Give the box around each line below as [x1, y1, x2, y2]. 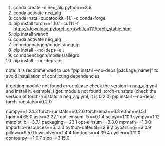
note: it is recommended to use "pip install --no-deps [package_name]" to [6, 67, 159, 74]
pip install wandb [13, 31, 49, 37]
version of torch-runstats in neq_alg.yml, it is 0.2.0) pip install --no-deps [6, 93, 155, 99]
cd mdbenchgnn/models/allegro [13, 52, 80, 58]
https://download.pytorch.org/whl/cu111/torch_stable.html [13, 26, 132, 32]
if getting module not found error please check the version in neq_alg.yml [6, 83, 157, 89]
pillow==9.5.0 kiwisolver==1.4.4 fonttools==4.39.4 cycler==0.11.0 [6, 130, 141, 135]
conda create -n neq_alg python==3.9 [13, 5, 92, 10]
